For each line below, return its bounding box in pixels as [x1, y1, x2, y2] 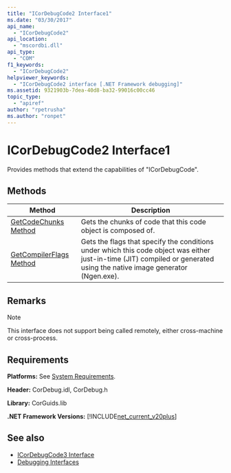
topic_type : [7, 94, 41, 101]
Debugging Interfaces [16, 458, 79, 466]
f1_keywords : [7, 61, 45, 68]
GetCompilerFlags [10, 250, 69, 259]
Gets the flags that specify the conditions [80, 237, 214, 247]
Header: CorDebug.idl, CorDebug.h [7, 385, 108, 394]
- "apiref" [13, 100, 45, 107]
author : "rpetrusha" [7, 106, 67, 113]
